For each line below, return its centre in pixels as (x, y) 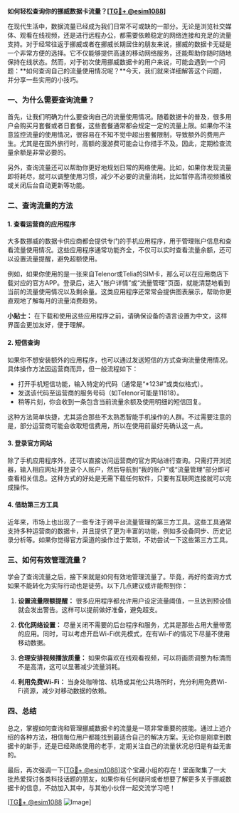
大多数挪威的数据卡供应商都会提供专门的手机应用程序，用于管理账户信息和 (116, 241)
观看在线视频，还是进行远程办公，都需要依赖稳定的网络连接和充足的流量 (126, 35)
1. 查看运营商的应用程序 (42, 224)
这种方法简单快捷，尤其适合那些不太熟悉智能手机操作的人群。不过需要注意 (116, 417)
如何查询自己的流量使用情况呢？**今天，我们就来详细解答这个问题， (126, 71)
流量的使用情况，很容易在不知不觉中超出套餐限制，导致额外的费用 (122, 135)
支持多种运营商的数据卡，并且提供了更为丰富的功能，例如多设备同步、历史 (116, 531)
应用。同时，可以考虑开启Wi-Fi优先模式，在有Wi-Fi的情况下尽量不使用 (127, 634)
